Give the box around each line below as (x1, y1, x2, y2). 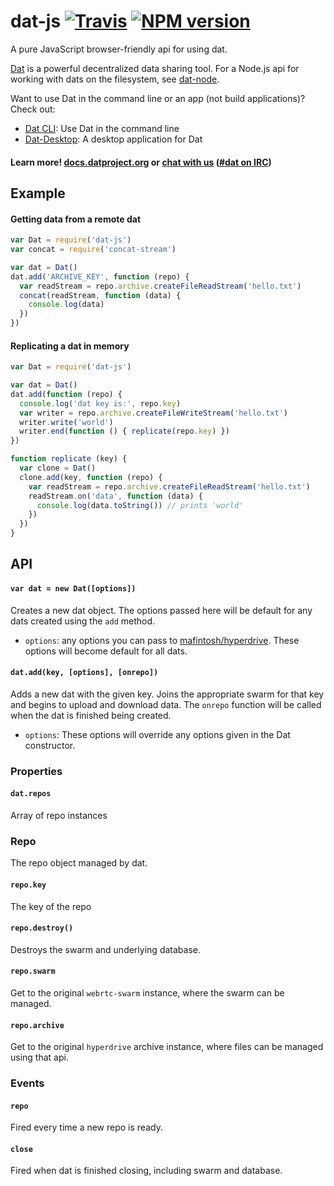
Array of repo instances (10, 810, 108, 821)
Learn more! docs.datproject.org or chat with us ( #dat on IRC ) (10, 156, 272, 168)
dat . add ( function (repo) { (10, 389, 123, 399)
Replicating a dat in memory (10, 340, 130, 352)
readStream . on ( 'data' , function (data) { (28, 491, 203, 501)
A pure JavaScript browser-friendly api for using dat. (10, 43, 228, 55)
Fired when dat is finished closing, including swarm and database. (10, 1165, 283, 1177)
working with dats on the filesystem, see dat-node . (10, 73, 220, 85)
